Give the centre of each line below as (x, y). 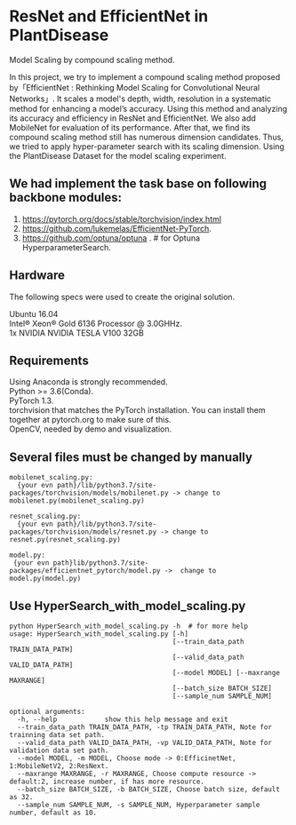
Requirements (49, 360)
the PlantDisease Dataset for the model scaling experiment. (118, 155)
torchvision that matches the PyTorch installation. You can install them (137, 410)
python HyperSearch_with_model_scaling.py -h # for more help (129, 626)
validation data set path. (59, 750)
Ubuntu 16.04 (34, 313)
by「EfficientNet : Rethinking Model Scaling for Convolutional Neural (135, 87)
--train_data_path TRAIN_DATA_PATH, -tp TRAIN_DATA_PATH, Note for (145, 727)
